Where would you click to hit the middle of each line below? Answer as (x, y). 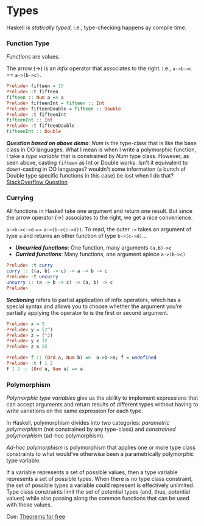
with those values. (29, 505)
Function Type (28, 43)
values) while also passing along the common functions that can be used (98, 499)
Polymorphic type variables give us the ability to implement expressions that (102, 398)
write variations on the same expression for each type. (75, 411)
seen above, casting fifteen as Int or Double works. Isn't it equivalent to (97, 163)
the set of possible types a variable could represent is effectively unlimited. (100, 485)
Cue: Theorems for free (36, 517)
